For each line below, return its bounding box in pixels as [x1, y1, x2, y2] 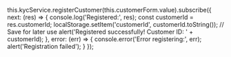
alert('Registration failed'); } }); [7, 43, 94, 50]
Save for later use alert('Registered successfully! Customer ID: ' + [7, 27, 194, 36]
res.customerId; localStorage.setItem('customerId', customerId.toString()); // [7, 21, 224, 28]
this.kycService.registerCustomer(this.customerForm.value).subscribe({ [7, 6, 212, 14]
